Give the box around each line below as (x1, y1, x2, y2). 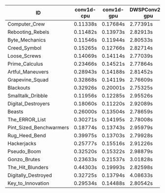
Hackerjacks (7, 140, 37, 146)
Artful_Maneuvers (7, 69, 49, 75)
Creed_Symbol (7, 45, 42, 51)
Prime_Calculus (7, 61, 43, 67)
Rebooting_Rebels (7, 29, 50, 35)
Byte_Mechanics (7, 37, 46, 43)
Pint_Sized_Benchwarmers (7, 124, 69, 131)
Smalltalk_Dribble (7, 93, 48, 99)
